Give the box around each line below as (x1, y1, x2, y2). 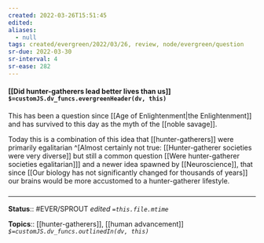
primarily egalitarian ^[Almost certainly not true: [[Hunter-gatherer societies (8, 143, 252, 152)
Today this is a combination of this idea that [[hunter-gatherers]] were (8, 134, 234, 143)
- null (15, 33, 37, 42)
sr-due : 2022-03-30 (8, 48, 72, 56)
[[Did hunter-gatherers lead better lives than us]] (8, 87, 171, 96)
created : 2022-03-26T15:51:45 (8, 11, 108, 20)
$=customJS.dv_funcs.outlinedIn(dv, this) (8, 228, 149, 236)
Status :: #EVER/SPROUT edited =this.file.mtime (8, 205, 169, 214)
